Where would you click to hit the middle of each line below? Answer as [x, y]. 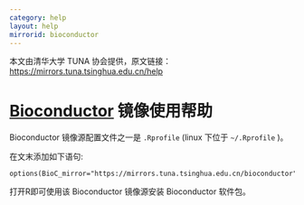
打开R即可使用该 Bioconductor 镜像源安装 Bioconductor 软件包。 [130, 191]
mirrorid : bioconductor [54, 34]
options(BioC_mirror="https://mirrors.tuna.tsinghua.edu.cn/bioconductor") [155, 174]
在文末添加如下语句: [47, 157]
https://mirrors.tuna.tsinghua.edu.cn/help [86, 71]
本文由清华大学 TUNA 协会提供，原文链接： [90, 61]
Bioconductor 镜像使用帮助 [111, 111]
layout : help [34, 26]
